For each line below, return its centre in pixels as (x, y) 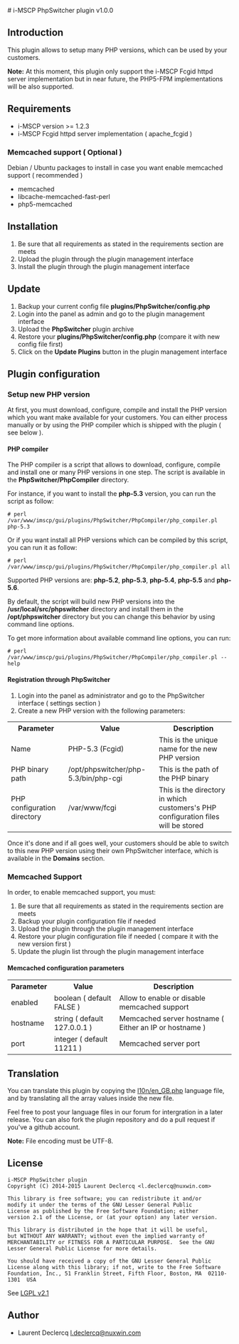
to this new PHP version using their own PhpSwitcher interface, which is (113, 850)
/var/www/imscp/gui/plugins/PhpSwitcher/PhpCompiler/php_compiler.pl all (119, 567)
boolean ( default (83, 998)
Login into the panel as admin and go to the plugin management (111, 314)
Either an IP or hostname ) (163, 1028)
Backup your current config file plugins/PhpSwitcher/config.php (114, 306)
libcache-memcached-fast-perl (64, 196)
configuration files (189, 816)
